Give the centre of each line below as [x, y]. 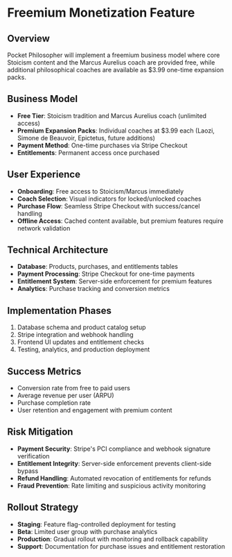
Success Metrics [44, 371]
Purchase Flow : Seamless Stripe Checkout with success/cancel [108, 206]
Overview [29, 39]
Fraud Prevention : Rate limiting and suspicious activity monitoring [111, 485]
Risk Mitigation [40, 432]
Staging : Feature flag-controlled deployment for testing [97, 524]
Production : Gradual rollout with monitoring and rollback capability [113, 539]
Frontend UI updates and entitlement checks [80, 342]
